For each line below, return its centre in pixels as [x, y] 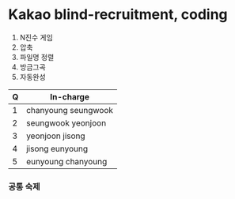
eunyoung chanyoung [67, 161]
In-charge [70, 96]
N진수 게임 [36, 37]
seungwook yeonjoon [66, 122]
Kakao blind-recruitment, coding [118, 15]
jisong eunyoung [57, 148]
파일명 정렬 [37, 57]
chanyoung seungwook [70, 110]
